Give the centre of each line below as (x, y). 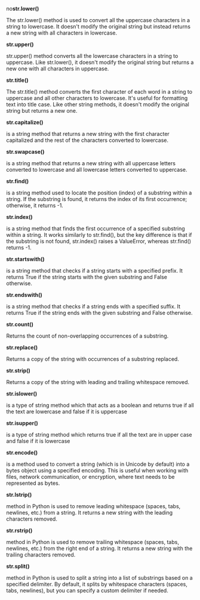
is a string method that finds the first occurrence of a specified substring (96, 228)
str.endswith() (24, 295)
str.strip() (19, 370)
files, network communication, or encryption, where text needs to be (90, 477)
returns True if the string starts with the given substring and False (87, 277)
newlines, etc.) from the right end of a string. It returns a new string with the (99, 548)
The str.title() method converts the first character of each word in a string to (99, 92)
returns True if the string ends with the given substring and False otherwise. (99, 313)
